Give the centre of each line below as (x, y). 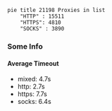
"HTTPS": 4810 (41, 23)
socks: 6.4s (34, 102)
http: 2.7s (31, 87)
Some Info (25, 46)
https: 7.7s (32, 94)
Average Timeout (33, 63)
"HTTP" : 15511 (42, 16)
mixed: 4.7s (34, 79)
